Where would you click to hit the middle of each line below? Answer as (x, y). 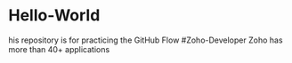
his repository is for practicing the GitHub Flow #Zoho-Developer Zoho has (146, 40)
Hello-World (54, 16)
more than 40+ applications (59, 49)
